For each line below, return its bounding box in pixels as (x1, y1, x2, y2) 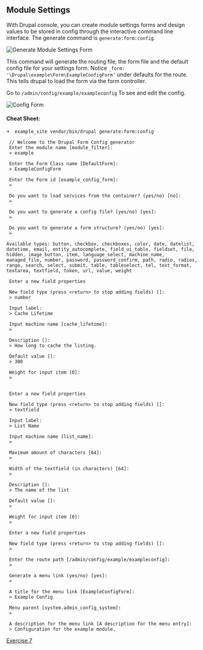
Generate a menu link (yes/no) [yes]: (9, 573, 108, 579)
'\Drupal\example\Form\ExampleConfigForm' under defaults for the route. (6, 70, 188, 78)
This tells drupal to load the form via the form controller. (6, 77, 146, 84)
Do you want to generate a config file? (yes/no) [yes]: (9, 209, 157, 215)
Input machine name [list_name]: (9, 434, 94, 440)
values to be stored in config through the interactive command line (6, 28, 174, 35)
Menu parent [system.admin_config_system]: (9, 605, 121, 611)
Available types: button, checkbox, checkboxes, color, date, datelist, (6, 241, 195, 247)
